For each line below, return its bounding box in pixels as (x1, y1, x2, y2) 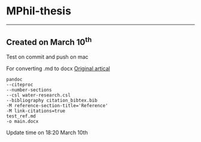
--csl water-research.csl (6, 92, 71, 98)
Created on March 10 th (6, 35, 92, 47)
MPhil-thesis (6, 4, 72, 18)
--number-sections (6, 87, 52, 93)
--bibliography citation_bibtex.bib (6, 97, 98, 103)
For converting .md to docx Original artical (6, 65, 111, 72)
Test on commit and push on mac (6, 53, 89, 61)
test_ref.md (6, 113, 36, 119)
